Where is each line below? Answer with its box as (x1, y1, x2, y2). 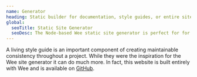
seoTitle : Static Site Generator (11, 24, 93, 31)
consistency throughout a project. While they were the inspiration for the (6, 52, 181, 60)
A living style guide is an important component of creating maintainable (6, 46, 179, 53)
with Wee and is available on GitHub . (6, 65, 95, 72)
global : (6, 19, 25, 25)
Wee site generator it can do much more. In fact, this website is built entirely (6, 59, 190, 66)
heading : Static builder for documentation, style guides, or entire (6, 14, 180, 20)
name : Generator (6, 8, 46, 15)
